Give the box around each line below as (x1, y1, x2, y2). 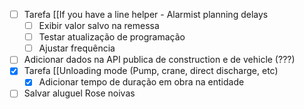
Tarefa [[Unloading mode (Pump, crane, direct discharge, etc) (23, 65, 279, 77)
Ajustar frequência (38, 42, 116, 54)
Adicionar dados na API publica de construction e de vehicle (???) (23, 54, 296, 66)
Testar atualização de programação (38, 31, 186, 43)
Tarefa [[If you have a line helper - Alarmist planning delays (23, 9, 269, 20)
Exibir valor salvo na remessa (38, 20, 160, 32)
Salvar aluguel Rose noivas (23, 87, 136, 99)
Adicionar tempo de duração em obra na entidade (38, 76, 245, 88)
